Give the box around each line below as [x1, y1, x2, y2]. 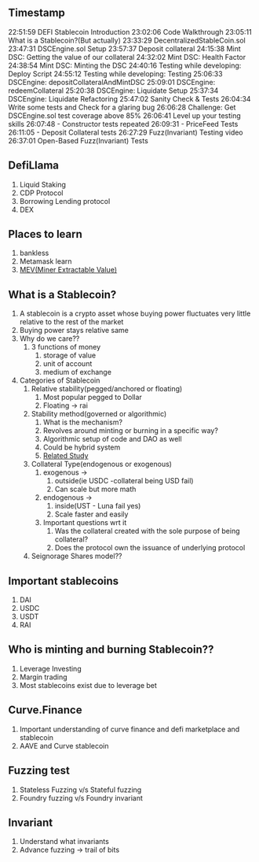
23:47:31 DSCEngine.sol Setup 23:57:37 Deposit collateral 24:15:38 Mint [8, 43, 241, 54]
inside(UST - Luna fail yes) [54, 501, 141, 511]
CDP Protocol [19, 188, 64, 198]
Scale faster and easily [54, 509, 129, 519]
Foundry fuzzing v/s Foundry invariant [19, 793, 144, 802]
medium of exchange [42, 368, 112, 377]
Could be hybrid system [42, 442, 121, 452]
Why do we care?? [19, 334, 80, 343]
